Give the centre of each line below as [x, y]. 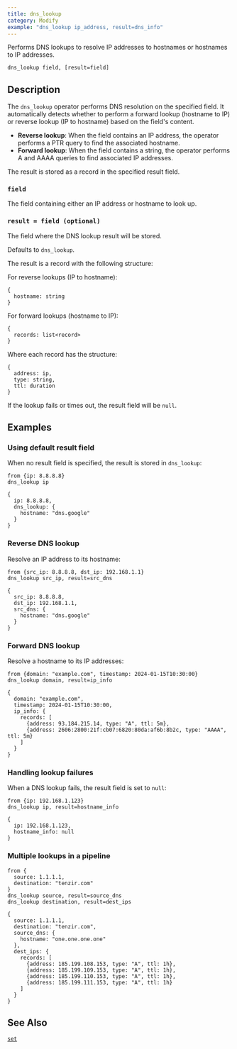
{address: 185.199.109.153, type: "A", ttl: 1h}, [101, 970]
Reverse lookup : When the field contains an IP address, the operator [118, 135]
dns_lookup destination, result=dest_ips [70, 901]
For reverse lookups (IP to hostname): [62, 277]
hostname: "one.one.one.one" [63, 939]
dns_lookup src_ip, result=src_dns [60, 578]
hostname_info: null [44, 832]
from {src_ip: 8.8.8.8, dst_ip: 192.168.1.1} [76, 572]
